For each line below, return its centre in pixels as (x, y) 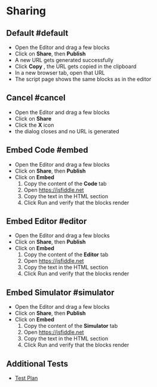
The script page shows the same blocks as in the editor (83, 79)
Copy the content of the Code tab (65, 183)
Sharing (26, 11)
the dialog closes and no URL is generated (67, 131)
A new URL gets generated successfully (64, 60)
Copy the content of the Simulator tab (71, 326)
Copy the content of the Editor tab (66, 254)
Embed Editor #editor (47, 221)
